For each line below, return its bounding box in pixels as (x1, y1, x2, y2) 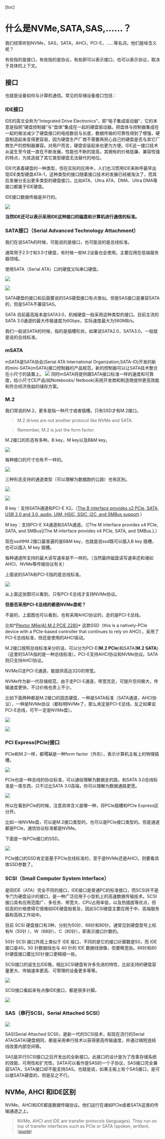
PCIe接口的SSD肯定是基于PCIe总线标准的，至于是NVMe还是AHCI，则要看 (5, 855, 155, 861)
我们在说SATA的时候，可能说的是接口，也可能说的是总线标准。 (5, 239, 132, 245)
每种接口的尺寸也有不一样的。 (5, 457, 65, 462)
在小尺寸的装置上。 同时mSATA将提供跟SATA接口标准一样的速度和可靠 (5, 371, 154, 377)
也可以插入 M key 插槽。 (5, 544, 55, 550)
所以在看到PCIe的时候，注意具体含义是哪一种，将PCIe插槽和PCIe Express (5, 803, 155, 809)
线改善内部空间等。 (5, 1043, 44, 1049)
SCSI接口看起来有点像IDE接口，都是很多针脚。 (5, 987, 100, 993)
